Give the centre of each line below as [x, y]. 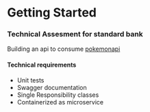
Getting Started [52, 13]
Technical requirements [42, 65]
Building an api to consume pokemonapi [64, 49]
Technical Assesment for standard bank [75, 34]
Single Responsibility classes [58, 95]
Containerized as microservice [60, 102]
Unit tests [30, 80]
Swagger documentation [52, 87]
